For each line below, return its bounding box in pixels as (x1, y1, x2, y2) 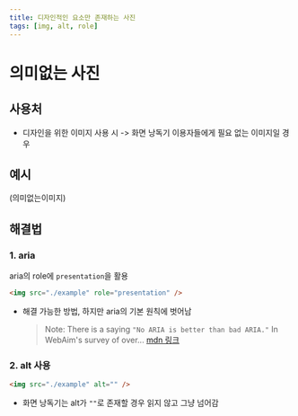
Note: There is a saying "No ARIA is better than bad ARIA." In (44, 323, 278, 334)
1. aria (9, 249, 36, 261)
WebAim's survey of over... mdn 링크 (44, 334, 180, 345)
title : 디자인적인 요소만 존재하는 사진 (9, 13, 136, 22)
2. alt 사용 (9, 358, 51, 371)
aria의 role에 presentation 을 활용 (9, 270, 128, 281)
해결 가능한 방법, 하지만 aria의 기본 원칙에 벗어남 (22, 305, 192, 316)
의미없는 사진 (9, 63, 101, 84)
